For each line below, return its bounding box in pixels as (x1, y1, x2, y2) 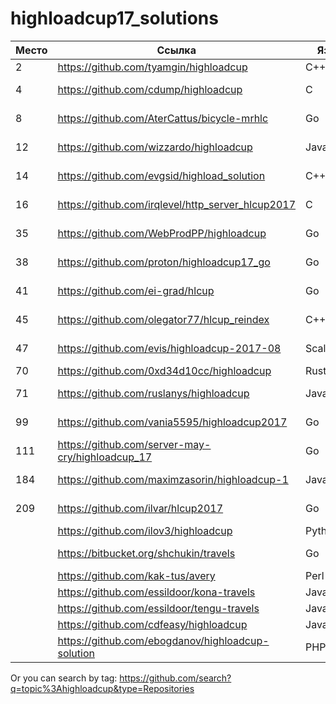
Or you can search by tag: (10, 672, 118, 684)
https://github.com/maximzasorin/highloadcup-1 (57, 472, 289, 486)
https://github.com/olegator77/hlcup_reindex (57, 312, 270, 326)
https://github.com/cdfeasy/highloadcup (57, 617, 248, 631)
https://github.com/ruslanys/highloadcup (57, 386, 250, 400)
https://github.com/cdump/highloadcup (57, 82, 243, 96)
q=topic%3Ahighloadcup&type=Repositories (10, 682, 195, 694)
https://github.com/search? (119, 672, 232, 684)
